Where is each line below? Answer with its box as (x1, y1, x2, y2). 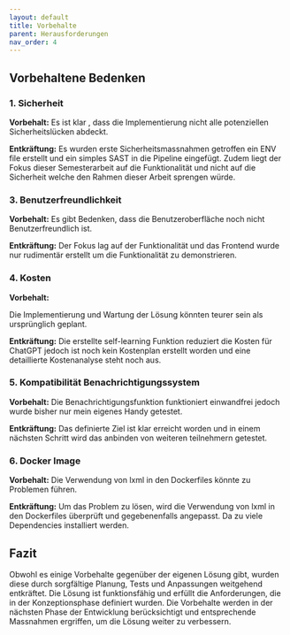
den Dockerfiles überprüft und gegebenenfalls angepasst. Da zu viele (9, 510, 263, 522)
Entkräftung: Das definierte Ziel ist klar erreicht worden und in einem (9, 423, 261, 433)
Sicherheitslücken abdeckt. (9, 126, 109, 137)
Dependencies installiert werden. (9, 520, 130, 531)
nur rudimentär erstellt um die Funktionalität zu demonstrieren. (9, 249, 237, 261)
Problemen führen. (9, 484, 78, 495)
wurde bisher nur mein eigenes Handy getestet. (9, 406, 183, 417)
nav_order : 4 (9, 37, 57, 47)
